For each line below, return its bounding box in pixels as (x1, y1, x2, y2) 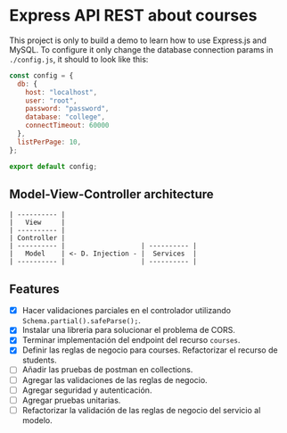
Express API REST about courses (9, 5, 258, 26)
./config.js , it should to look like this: (9, 54, 149, 64)
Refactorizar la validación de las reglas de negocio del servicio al (21, 404, 261, 415)
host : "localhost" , (25, 87, 98, 96)
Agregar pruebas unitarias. (21, 395, 121, 405)
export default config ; (9, 162, 98, 171)
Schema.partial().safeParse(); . (21, 315, 141, 326)
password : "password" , (25, 104, 110, 113)
